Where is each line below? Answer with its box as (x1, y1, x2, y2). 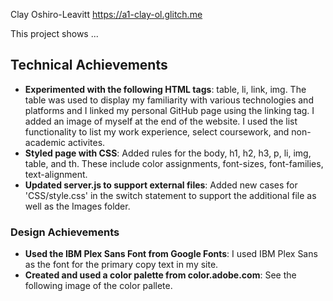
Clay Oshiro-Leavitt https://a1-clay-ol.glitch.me (10, 9, 203, 20)
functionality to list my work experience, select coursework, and (24, 125, 290, 138)
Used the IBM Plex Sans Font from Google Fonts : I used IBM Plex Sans (24, 248, 318, 260)
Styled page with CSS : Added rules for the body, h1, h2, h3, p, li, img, (24, 147, 312, 159)
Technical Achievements (10, 57, 168, 74)
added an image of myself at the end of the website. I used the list (24, 115, 298, 127)
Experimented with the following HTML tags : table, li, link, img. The (24, 83, 307, 95)
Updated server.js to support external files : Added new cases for (24, 179, 298, 191)
